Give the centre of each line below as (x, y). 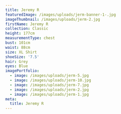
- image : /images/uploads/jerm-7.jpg (49, 85)
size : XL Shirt (21, 52)
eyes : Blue (17, 66)
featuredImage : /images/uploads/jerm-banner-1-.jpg (60, 15)
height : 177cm (20, 33)
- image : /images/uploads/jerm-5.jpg (49, 76)
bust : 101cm (18, 43)
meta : (11, 99)
